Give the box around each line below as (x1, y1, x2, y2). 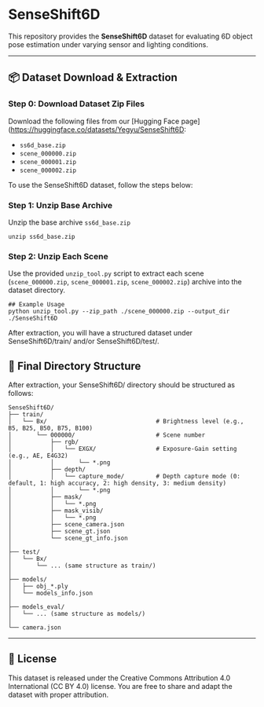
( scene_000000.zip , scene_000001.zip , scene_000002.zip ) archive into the (8, 277, 242, 287)
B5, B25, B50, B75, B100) (8, 424, 93, 433)
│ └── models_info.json (8, 589, 93, 598)
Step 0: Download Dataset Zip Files (8, 98, 145, 109)
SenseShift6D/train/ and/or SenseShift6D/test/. (8, 336, 159, 346)
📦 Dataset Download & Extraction (8, 71, 178, 84)
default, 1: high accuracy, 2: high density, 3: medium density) (8, 479, 226, 488)
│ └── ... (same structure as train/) (8, 562, 156, 570)
